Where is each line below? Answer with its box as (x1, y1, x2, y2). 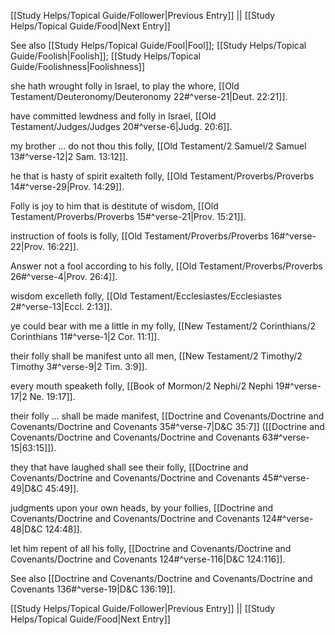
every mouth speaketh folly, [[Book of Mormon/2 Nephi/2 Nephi (10, 380, 274, 392)
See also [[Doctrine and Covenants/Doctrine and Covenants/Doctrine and (10, 573, 313, 584)
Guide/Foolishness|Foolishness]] (10, 61, 146, 72)
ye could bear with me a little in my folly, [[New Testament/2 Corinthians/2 (10, 320, 317, 332)
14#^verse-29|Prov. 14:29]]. (10, 181, 125, 192)
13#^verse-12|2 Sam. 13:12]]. (10, 151, 129, 162)
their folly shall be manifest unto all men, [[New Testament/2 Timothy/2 (10, 350, 303, 362)
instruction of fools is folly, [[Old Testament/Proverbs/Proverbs (10, 230, 269, 242)
